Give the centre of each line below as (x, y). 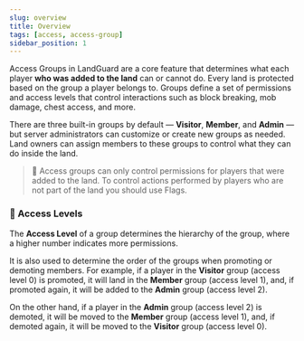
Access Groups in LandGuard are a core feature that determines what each (149, 69)
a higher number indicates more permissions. (94, 243)
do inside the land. (44, 154)
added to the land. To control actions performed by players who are (157, 181)
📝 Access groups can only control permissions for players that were (158, 171)
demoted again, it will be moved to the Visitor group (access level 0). (138, 326)
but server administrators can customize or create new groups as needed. (147, 134)
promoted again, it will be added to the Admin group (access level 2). (139, 289)
